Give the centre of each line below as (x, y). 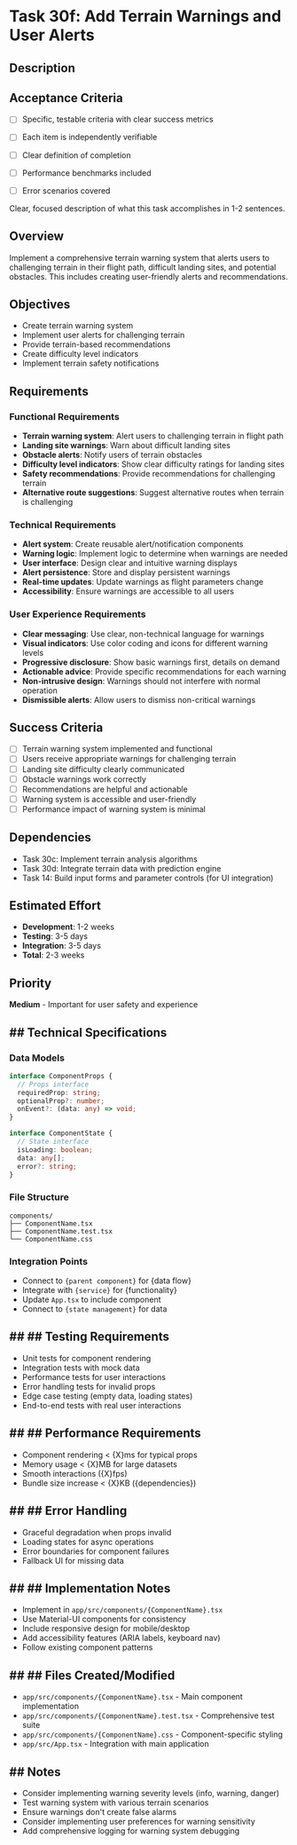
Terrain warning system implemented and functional (117, 749)
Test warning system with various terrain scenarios (115, 1802)
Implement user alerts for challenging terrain (103, 335)
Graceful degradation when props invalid (97, 1532)
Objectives (40, 304)
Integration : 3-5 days (62, 946)
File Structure (39, 1197)
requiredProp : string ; (59, 1092)
